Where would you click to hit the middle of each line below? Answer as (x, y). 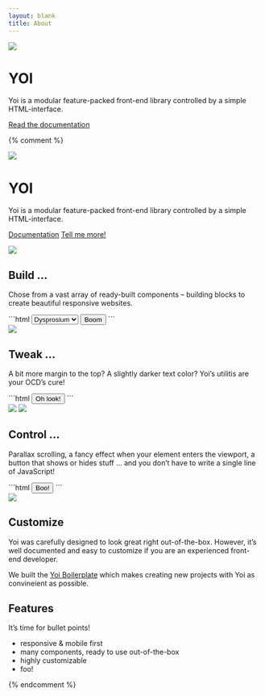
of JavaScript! (31, 471)
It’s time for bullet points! (49, 628)
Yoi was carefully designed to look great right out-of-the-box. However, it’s (132, 542)
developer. (41, 559)
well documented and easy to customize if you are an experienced (119, 550)
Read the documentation (49, 125)
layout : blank (32, 16)
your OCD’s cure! (37, 382)
